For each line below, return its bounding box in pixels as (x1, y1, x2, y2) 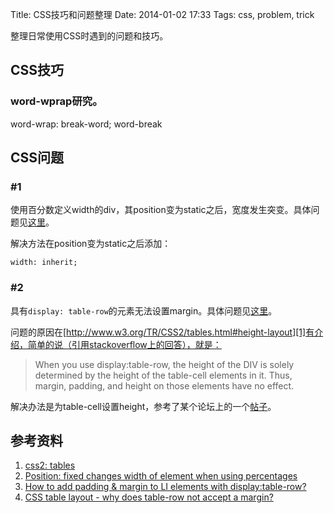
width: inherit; (10, 258, 78, 268)
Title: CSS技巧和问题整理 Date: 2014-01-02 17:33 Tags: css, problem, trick (10, 9, 315, 20)
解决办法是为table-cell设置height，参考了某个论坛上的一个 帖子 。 (10, 400, 277, 412)
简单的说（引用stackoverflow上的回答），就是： (27, 338, 222, 350)
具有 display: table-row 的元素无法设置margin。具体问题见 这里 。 (10, 304, 278, 317)
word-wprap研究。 (10, 94, 103, 108)
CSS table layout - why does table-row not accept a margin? (24, 491, 274, 503)
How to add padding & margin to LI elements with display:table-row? (24, 481, 307, 493)
